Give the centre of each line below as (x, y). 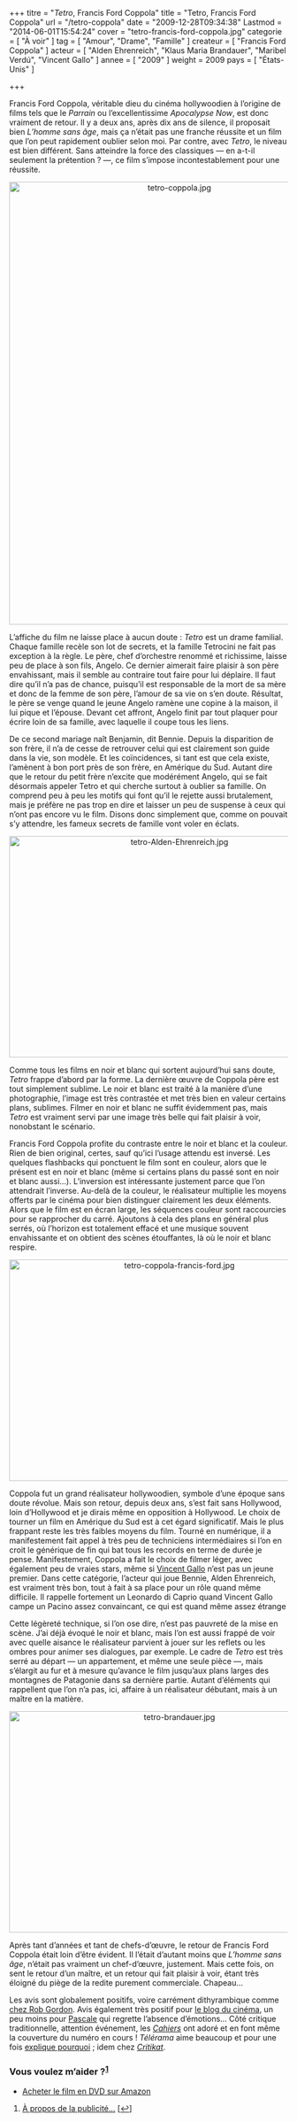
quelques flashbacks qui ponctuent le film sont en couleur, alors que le (138, 1162)
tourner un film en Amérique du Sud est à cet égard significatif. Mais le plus (147, 1522)
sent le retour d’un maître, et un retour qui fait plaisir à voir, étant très (134, 1973)
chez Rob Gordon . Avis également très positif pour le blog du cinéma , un (141, 2009)
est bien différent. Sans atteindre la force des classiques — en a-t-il (132, 151)
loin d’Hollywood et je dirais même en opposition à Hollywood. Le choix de (145, 1512)
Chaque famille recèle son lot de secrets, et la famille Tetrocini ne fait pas (143, 647)
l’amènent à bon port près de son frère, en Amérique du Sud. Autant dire (141, 767)
